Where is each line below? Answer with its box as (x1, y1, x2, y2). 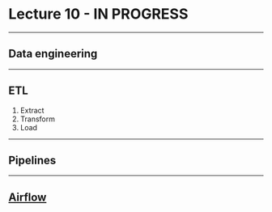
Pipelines (8, 153, 57, 167)
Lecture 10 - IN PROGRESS (8, 5, 189, 23)
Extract (19, 105, 45, 115)
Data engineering (8, 47, 98, 61)
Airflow (8, 190, 47, 204)
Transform (19, 114, 55, 124)
